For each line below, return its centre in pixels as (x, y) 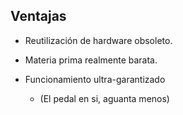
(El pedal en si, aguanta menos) (104, 98)
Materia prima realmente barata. (91, 60)
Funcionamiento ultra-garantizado (95, 79)
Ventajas (38, 16)
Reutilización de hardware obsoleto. (98, 40)
